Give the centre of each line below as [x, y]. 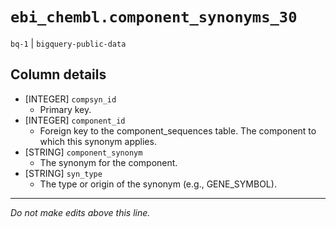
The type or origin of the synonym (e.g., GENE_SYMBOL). [158, 184]
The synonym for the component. [108, 162]
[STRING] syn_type [63, 173]
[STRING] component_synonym [83, 152]
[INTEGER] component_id [75, 120]
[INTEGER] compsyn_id [70, 99]
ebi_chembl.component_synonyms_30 [154, 17]
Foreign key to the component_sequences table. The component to [178, 130]
